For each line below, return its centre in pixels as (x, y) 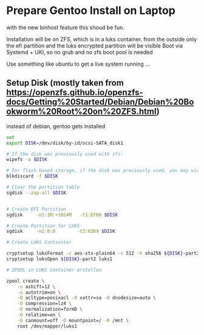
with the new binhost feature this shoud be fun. (65, 27)
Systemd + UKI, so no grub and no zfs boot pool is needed (80, 52)
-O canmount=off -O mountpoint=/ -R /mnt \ (73, 320)
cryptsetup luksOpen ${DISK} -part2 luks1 (59, 259)
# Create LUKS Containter (39, 243)
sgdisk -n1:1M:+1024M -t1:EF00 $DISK (62, 215)
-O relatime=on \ (39, 315)
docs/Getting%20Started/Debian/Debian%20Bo (100, 102)
